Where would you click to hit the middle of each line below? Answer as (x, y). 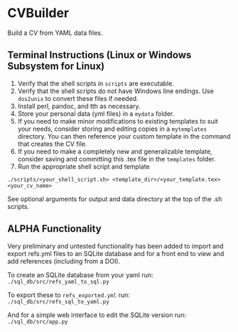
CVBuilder (38, 13)
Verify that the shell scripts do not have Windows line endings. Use (116, 91)
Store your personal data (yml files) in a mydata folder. (96, 113)
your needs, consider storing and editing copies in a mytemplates (112, 129)
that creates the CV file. (52, 144)
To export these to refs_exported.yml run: (69, 295)
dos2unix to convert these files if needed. (78, 98)
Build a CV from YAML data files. (55, 33)
